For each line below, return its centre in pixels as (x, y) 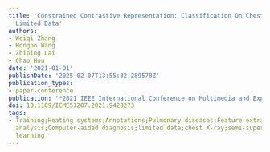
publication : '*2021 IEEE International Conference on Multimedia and (129, 98)
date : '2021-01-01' (41, 68)
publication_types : (41, 83)
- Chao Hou (27, 61)
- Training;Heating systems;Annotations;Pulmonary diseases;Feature (125, 121)
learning (30, 135)
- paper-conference (41, 90)
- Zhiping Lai (32, 53)
